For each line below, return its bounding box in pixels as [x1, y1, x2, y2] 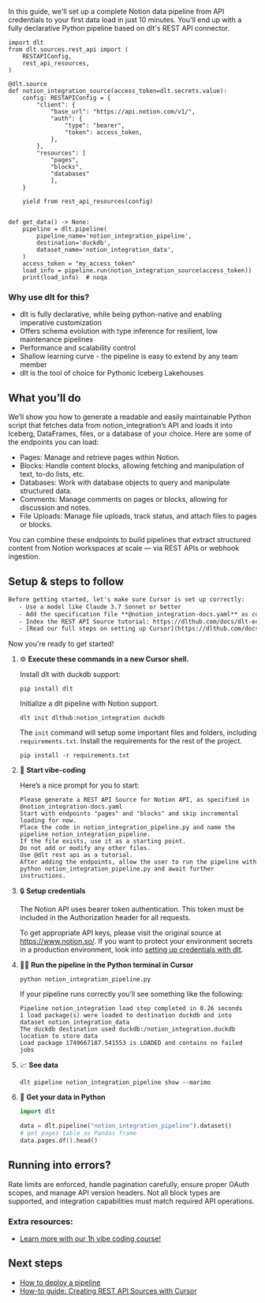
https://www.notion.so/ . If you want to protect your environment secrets [19, 937, 253, 946]
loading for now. [19, 817, 77, 825]
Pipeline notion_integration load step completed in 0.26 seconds [19, 1005, 243, 1013]
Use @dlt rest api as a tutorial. [19, 852, 133, 859]
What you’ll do [8, 391, 81, 405]
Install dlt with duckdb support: [19, 670, 121, 680]
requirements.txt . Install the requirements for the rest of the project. [19, 736, 243, 746]
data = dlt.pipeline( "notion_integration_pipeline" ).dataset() [19, 1122, 233, 1130]
